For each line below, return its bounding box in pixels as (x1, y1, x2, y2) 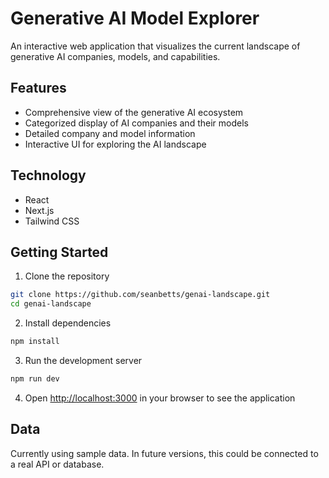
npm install (10, 337, 60, 347)
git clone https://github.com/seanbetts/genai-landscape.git (10, 290, 271, 300)
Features (10, 80, 67, 97)
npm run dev (10, 374, 60, 384)
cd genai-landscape (10, 299, 92, 309)
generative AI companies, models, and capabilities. (10, 50, 221, 62)
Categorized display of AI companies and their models (24, 117, 249, 129)
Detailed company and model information (24, 127, 196, 139)
